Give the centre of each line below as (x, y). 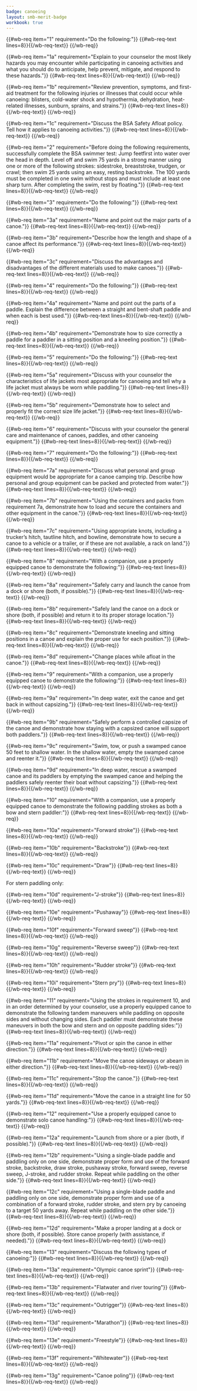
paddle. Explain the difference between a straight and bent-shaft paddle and (98, 310)
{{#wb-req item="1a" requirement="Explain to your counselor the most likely (99, 57)
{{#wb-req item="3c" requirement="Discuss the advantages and (85, 262)
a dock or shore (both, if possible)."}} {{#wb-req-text (70, 591)
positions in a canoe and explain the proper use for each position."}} (89, 639)
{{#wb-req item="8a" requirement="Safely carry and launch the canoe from (98, 585)
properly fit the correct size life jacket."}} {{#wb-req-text (75, 411)
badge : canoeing (26, 11)
